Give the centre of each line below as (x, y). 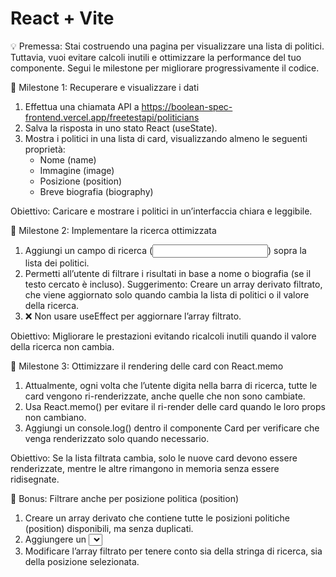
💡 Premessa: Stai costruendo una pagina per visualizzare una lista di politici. (167, 46)
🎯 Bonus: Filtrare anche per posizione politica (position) (125, 498)
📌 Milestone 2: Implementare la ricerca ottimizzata (113, 230)
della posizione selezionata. (82, 561)
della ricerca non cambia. (62, 346)
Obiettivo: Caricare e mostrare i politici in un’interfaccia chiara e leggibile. (161, 211)
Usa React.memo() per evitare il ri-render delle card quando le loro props (175, 406)
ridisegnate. (35, 479)
